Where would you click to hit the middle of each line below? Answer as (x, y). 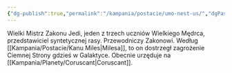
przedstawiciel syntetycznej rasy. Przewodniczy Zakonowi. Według (103, 40)
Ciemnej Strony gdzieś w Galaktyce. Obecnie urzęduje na (89, 55)
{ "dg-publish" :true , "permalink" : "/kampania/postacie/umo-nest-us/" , (108, 13)
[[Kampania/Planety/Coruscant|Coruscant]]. (70, 62)
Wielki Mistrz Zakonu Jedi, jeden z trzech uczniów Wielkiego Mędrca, (106, 33)
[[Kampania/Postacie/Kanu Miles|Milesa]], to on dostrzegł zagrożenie (106, 48)
